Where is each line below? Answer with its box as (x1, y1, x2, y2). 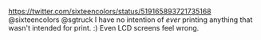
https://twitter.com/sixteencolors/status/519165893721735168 (8, 7, 212, 16)
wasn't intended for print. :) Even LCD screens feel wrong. (8, 24, 200, 32)
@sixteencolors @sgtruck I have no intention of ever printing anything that (8, 15, 253, 24)
